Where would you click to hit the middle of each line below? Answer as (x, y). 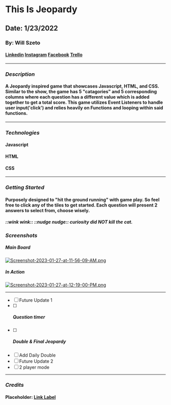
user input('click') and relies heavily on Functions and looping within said (84, 108)
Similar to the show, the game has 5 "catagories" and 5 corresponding (81, 92)
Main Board (18, 247)
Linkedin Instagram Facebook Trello (44, 55)
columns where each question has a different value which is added (77, 97)
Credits (15, 385)
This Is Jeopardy (41, 9)
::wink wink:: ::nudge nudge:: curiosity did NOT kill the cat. (69, 222)
